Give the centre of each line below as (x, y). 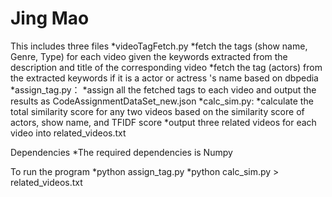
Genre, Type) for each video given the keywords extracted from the (149, 56)
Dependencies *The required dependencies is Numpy (121, 152)
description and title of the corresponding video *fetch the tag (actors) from (166, 67)
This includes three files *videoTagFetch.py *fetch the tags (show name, (159, 46)
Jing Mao (50, 18)
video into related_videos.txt (68, 133)
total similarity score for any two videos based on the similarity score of (157, 111)
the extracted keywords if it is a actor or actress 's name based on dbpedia (164, 78)
